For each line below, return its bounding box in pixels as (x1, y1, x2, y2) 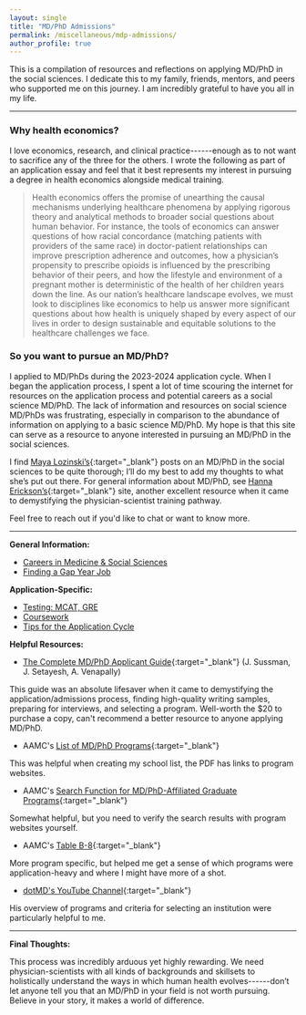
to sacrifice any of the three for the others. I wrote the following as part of (9, 154, 286, 165)
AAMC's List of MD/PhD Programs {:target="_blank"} (22, 740, 220, 751)
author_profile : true (9, 38, 92, 48)
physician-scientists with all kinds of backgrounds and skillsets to (9, 966, 256, 977)
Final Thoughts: (9, 938, 71, 949)
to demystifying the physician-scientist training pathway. (9, 494, 222, 506)
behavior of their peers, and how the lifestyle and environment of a (31, 269, 283, 280)
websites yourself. (9, 822, 78, 833)
